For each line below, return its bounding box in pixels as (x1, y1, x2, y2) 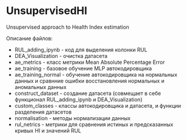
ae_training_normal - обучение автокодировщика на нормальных (14, 71, 178, 78)
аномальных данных (14, 83, 66, 90)
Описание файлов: (6, 35, 53, 42)
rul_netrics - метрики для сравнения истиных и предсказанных (14, 121, 173, 128)
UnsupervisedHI (6, 4, 88, 18)
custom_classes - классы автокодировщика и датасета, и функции (14, 102, 181, 109)
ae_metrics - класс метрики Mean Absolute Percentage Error (14, 59, 165, 66)
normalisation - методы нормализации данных (14, 114, 131, 121)
